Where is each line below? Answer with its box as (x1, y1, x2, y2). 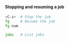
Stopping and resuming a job (5, 4, 65, 10)
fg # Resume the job (5, 19, 55, 24)
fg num (5, 23, 18, 28)
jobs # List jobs (5, 32, 45, 37)
